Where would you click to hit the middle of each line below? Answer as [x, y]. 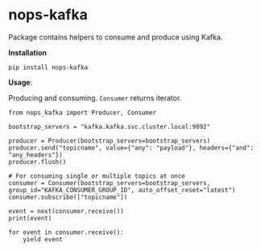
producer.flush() [37, 162]
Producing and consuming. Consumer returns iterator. [95, 97]
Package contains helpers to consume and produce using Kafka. [116, 37]
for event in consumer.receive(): [66, 232]
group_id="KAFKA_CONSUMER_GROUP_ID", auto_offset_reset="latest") [122, 190]
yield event [43, 239]
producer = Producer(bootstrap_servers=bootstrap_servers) [110, 141]
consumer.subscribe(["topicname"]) [68, 197]
